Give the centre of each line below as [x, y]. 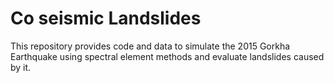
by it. [21, 67]
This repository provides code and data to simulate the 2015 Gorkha [150, 46]
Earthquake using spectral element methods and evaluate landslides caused [167, 56]
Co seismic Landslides [106, 18]
